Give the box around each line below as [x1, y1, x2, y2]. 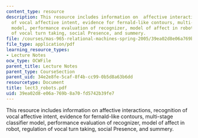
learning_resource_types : [6, 47, 70, 53]
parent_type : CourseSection [6, 69, 75, 75]
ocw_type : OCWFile [6, 58, 51, 63]
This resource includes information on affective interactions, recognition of [6, 106, 187, 113]
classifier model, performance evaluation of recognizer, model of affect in [6, 119, 185, 126]
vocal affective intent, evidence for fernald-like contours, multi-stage [6, 113, 173, 120]
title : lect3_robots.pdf [6, 85, 67, 91]
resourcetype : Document [6, 80, 65, 86]
